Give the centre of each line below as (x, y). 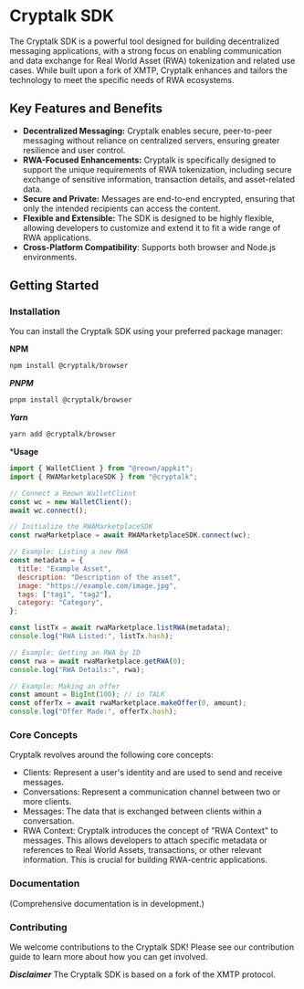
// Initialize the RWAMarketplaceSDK (81, 527)
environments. (50, 257)
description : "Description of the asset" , (100, 577)
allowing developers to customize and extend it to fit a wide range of (152, 227)
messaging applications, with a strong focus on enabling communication (146, 50)
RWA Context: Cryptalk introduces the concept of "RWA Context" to (150, 831)
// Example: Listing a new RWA (69, 552)
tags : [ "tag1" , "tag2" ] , (65, 594)
